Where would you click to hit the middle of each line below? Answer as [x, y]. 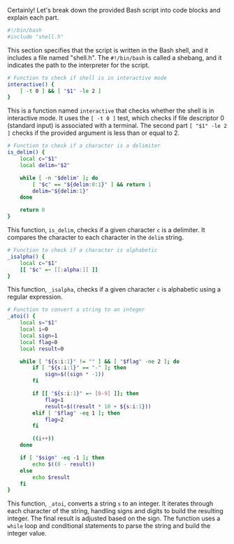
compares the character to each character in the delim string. [95, 237]
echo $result [51, 477]
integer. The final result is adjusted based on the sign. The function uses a [114, 518]
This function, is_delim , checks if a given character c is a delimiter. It [106, 230]
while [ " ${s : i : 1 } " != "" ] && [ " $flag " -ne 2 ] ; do [100, 362]
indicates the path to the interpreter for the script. [79, 65]
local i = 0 [34, 329]
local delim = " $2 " [45, 165]
